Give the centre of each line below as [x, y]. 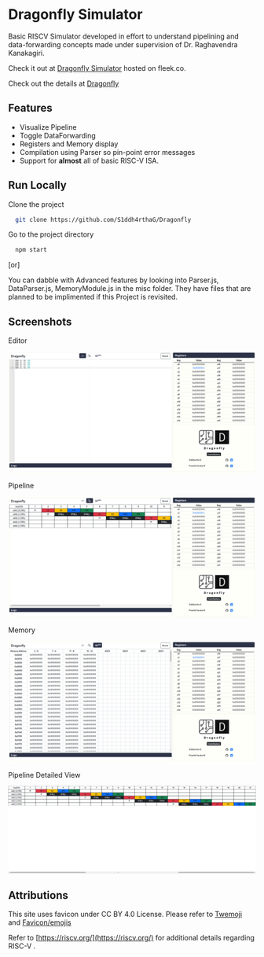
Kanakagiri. [26, 53]
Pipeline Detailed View [44, 775]
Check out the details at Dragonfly [64, 83]
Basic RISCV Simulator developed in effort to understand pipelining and [123, 36]
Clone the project [36, 204]
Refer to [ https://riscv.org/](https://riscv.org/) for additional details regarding [132, 938]
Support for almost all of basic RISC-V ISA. [89, 160]
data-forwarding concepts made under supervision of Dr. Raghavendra [123, 44]
